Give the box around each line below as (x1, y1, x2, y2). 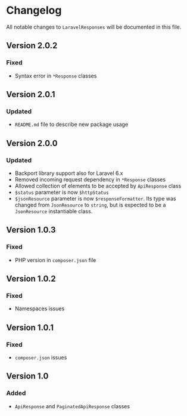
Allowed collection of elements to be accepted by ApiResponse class (14, 183, 182, 189)
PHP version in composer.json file (14, 256, 96, 263)
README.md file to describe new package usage (14, 121, 129, 128)
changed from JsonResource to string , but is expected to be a (14, 201, 166, 208)
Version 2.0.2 (6, 41, 58, 51)
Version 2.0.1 (6, 90, 55, 100)
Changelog (6, 4, 62, 17)
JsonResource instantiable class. (14, 208, 93, 215)
